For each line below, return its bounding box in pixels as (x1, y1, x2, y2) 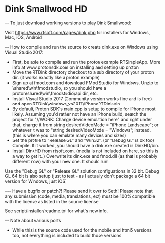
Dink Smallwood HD (5, 3, 88, 15)
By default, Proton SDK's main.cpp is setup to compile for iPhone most (12, 106, 156, 112)
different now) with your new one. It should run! (12, 158, 109, 164)
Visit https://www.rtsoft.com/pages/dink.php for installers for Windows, (5, 29, 150, 35)
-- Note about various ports (5, 217, 61, 223)
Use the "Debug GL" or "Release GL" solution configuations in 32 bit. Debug (5, 168, 159, 174)
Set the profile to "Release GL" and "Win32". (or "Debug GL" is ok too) (12, 137, 154, 143)
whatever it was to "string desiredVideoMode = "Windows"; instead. (12, 127, 151, 133)
